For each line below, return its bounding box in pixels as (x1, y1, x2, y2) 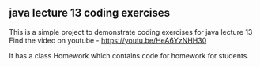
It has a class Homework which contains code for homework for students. (9, 50, 250, 60)
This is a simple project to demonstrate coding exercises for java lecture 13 (9, 27, 253, 36)
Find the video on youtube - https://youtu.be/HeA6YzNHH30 (9, 35, 207, 45)
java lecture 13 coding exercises (9, 6, 171, 20)
